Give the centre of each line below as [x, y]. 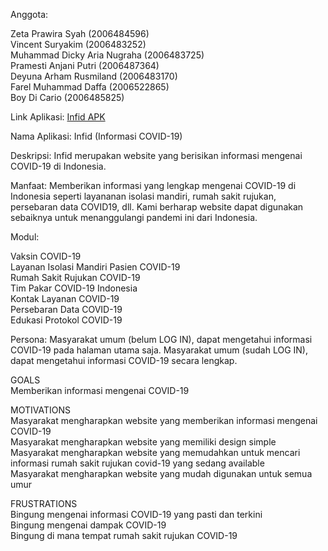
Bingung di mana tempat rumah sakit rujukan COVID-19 [124, 535]
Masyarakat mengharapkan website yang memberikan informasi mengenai [164, 420]
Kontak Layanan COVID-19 [65, 298]
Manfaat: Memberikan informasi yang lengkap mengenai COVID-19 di [153, 185]
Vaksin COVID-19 [46, 256]
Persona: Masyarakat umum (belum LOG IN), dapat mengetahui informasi [161, 339]
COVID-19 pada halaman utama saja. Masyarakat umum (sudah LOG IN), [159, 350]
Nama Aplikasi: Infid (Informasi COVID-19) [96, 136]
